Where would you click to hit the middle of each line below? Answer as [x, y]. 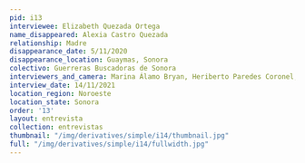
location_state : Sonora [54, 102]
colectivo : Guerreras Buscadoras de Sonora [93, 69]
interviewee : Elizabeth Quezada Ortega [85, 26]
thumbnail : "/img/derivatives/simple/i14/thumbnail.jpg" [119, 136]
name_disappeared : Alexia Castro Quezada [89, 34]
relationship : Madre [49, 43]
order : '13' [32, 110]
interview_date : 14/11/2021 [63, 85]
